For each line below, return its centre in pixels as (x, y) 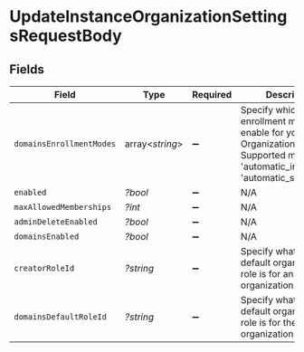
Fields (27, 69)
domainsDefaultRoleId (60, 317)
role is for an (267, 274)
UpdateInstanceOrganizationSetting (148, 17)
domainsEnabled (47, 237)
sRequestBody (66, 36)
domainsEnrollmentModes (65, 143)
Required (212, 95)
